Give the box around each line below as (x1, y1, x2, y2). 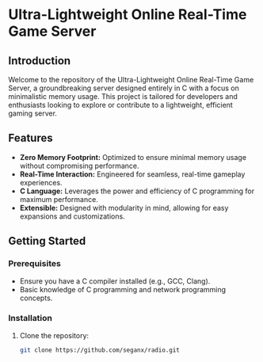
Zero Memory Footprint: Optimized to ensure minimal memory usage (19, 152, 247, 162)
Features (8, 131, 53, 145)
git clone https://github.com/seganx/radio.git (19, 346, 180, 354)
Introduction (8, 54, 71, 67)
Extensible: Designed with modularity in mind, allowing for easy (19, 203, 229, 212)
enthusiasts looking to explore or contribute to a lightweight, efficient (8, 101, 234, 109)
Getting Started (8, 234, 86, 248)
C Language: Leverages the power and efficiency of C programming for (19, 186, 255, 196)
